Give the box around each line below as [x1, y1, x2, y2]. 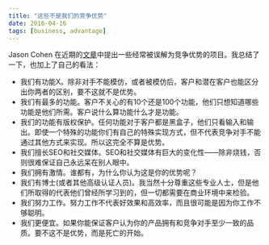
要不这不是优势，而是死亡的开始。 [34, 228, 148, 238]
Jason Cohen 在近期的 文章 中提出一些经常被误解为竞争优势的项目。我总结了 [8, 50, 260, 60]
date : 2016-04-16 [8, 19, 67, 27]
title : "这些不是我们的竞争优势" [8, 11, 107, 20]
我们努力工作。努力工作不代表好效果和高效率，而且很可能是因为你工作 [19, 198, 254, 208]
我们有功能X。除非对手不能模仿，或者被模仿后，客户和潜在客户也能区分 [19, 77, 259, 87]
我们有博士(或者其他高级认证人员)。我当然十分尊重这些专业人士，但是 [19, 178, 253, 188]
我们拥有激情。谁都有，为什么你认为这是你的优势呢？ [19, 168, 198, 177]
